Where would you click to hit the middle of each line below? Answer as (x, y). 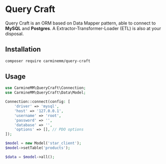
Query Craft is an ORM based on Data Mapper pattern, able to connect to (80, 23)
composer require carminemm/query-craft (48, 61)
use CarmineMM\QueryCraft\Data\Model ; (45, 93)
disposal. (14, 33)
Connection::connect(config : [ (38, 102)
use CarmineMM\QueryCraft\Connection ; (45, 88)
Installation (23, 49)
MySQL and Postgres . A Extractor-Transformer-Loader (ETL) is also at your (83, 28)
